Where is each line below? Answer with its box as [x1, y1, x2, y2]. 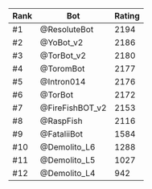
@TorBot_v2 [39, 50, 87, 61]
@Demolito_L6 [39, 142, 96, 152]
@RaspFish [39, 116, 83, 126]
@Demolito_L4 [39, 168, 96, 179]
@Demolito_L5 [39, 154, 96, 166]
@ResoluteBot [39, 24, 94, 35]
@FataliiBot [39, 129, 83, 139]
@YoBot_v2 [39, 37, 84, 47]
